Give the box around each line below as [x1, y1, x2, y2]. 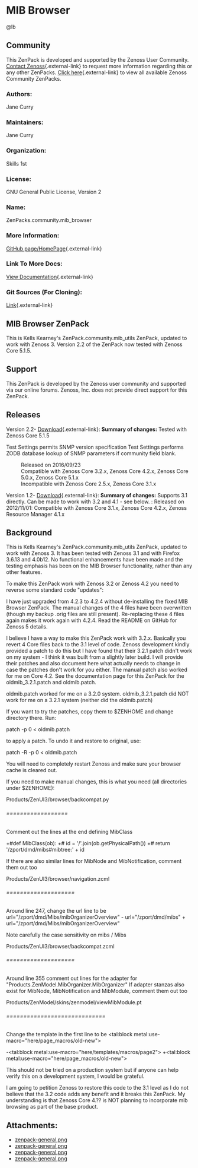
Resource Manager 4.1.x [6, 510, 65, 518]
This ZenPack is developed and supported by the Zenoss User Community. [6, 56, 189, 63]
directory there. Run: [6, 715, 57, 722]
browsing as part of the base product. [6, 1103, 99, 1110]
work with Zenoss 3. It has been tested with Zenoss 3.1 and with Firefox [6, 550, 180, 557]
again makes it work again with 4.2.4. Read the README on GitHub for [6, 617, 177, 624]
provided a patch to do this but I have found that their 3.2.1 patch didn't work [6, 648, 193, 655]
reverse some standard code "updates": [6, 586, 104, 593]
